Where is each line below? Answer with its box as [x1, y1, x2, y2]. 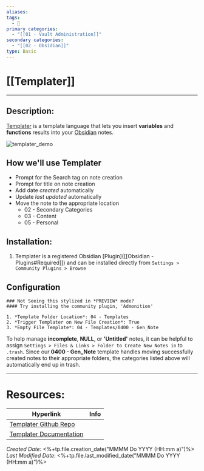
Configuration [6, 282, 61, 292]
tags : [6, 15, 20, 21]
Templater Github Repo [9, 419, 75, 428]
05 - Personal [24, 219, 59, 226]
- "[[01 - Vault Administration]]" [12, 32, 102, 38]
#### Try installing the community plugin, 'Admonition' [6, 303, 154, 309]
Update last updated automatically [15, 193, 102, 201]
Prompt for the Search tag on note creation [15, 174, 123, 181]
